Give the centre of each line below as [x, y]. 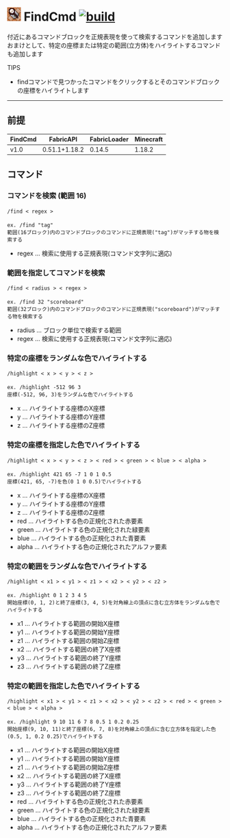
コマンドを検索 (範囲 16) [47, 196]
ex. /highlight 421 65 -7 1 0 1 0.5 [59, 474]
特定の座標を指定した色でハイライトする [74, 445]
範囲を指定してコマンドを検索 [56, 272]
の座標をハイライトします [53, 90]
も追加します [25, 54]
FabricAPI [63, 139]
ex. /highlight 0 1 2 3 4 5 [47, 595]
